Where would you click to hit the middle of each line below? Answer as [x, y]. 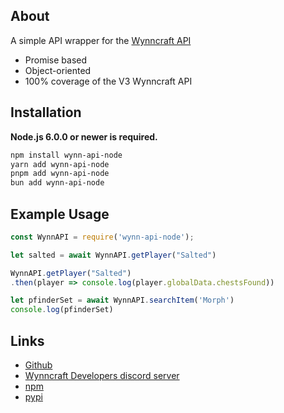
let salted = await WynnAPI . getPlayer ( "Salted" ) [113, 255]
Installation [46, 112]
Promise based [56, 60]
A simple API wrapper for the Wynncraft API [101, 40]
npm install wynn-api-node [66, 155]
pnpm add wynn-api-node [60, 174]
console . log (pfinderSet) [62, 310]
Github [38, 365]
